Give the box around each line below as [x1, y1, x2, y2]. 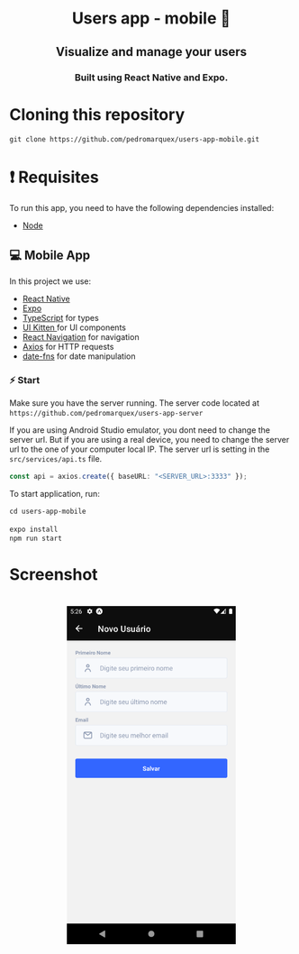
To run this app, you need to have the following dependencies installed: [9, 203, 275, 214]
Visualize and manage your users [55, 44, 248, 60]
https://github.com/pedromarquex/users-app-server [9, 409, 204, 418]
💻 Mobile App [9, 247, 91, 262]
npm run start [9, 534, 63, 544]
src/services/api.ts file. [9, 454, 103, 464]
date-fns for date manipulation [22, 351, 136, 362]
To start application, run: [9, 489, 101, 500]
